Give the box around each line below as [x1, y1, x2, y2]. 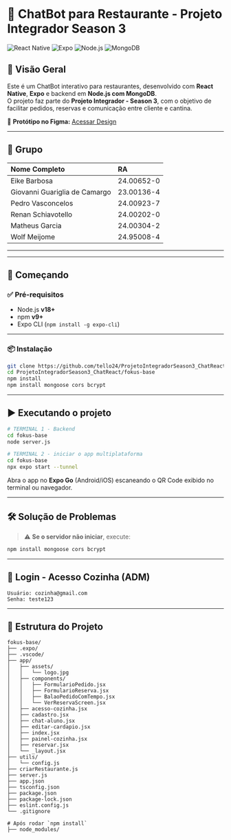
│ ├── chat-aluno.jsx [7, 717, 76, 725]
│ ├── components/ [7, 675, 67, 682]
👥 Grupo [7, 144, 43, 156]
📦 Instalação [7, 344, 53, 354]
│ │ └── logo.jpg [7, 669, 69, 677]
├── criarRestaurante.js [7, 766, 78, 773]
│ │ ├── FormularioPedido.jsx [7, 681, 107, 688]
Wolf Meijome [10, 232, 56, 241]
